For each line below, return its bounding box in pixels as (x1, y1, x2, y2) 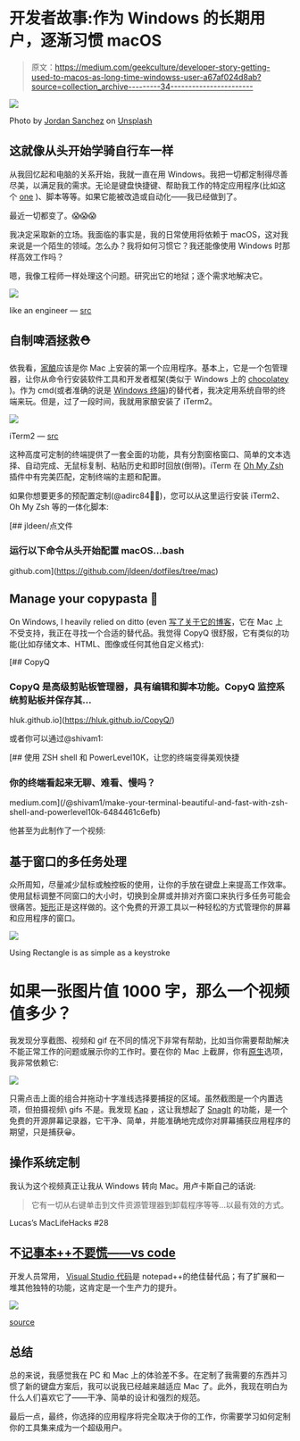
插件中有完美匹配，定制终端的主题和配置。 (9, 471, 166, 482)
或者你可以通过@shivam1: (9, 733, 104, 744)
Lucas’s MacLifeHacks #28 (9, 1217, 109, 1228)
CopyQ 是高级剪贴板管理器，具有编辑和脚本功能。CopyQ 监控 (9, 680, 277, 693)
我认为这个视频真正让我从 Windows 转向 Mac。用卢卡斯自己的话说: (9, 1180, 256, 1191)
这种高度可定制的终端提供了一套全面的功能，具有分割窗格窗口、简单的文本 (9, 448, 283, 460)
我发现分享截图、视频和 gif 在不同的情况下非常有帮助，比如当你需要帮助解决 (9, 1035, 290, 1045)
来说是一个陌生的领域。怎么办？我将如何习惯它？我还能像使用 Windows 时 (9, 240, 283, 251)
